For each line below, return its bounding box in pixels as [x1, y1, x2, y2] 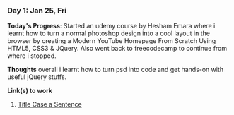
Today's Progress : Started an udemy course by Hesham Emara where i [7, 22, 216, 30]
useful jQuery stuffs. [7, 73, 67, 81]
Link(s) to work [7, 87, 53, 95]
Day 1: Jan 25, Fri [7, 6, 67, 16]
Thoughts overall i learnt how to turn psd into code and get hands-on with [7, 66, 224, 74]
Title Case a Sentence [17, 100, 83, 109]
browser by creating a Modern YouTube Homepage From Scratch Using [7, 37, 216, 45]
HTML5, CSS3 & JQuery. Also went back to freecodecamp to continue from [7, 44, 228, 53]
